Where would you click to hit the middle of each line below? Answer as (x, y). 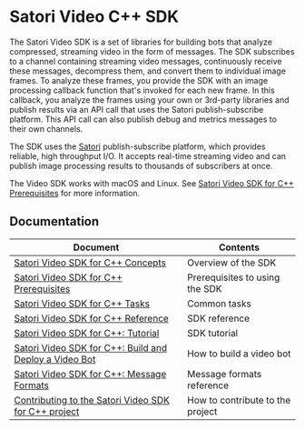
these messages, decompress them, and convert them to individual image (148, 71)
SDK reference (219, 318)
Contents (239, 247)
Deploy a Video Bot (55, 359)
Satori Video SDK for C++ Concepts (90, 263)
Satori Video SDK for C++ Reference (92, 318)
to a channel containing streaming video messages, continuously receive (146, 61)
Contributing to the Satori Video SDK (92, 400)
